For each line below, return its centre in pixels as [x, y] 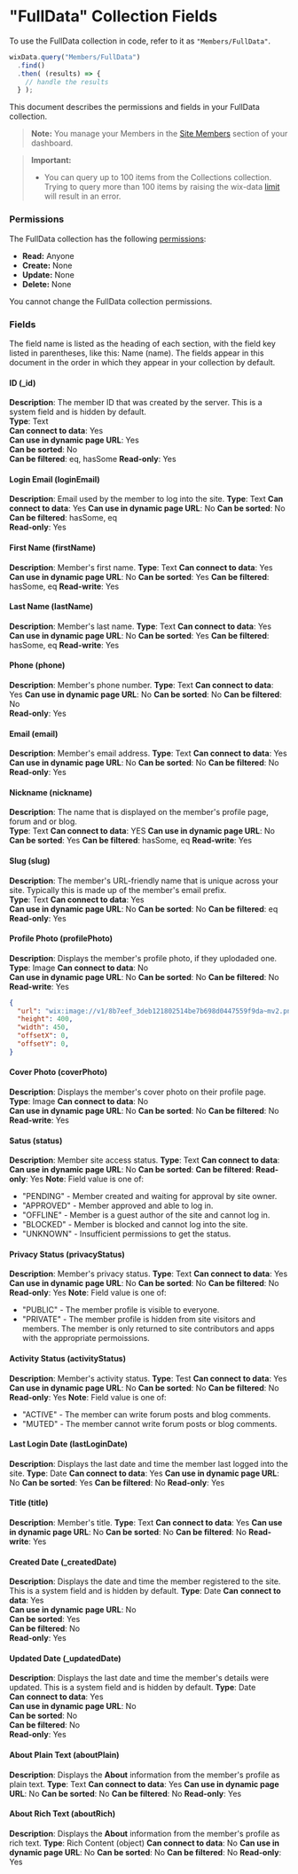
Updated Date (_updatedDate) [65, 1658]
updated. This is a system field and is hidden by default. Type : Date [133, 1688]
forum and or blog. [43, 821]
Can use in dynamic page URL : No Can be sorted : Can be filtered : [132, 1170]
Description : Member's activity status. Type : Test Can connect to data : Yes [148, 1378]
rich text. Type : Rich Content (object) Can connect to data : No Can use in [144, 1843]
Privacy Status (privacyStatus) [67, 1254]
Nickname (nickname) [51, 792]
